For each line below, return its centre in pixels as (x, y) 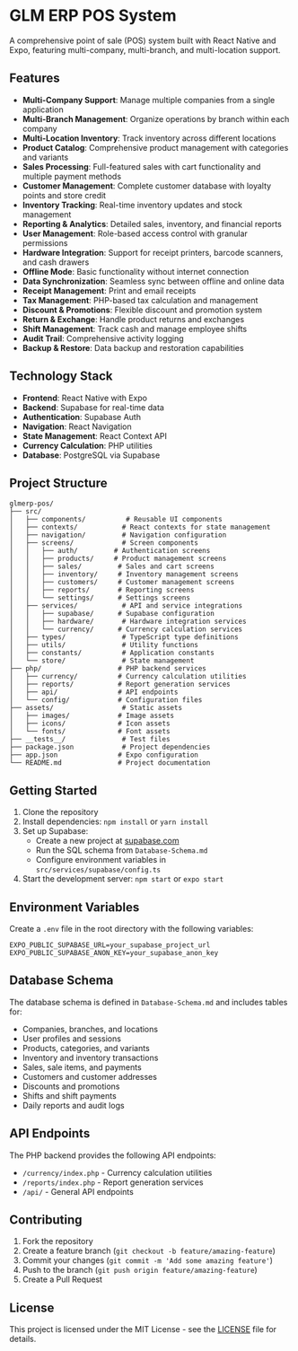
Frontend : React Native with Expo (85, 398)
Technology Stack (61, 377)
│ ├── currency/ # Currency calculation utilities (128, 677)
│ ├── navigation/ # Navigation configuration (118, 535)
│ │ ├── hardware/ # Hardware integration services (128, 622)
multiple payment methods (72, 176)
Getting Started (53, 790)
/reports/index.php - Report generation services (113, 1182)
